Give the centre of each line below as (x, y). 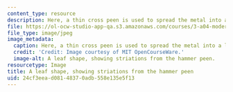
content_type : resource (42, 13)
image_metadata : (31, 39)
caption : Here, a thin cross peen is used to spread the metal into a (118, 46)
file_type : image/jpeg (40, 33)
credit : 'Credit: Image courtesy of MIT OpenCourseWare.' (99, 53)
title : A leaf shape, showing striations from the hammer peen (101, 71)
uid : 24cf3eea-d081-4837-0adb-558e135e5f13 (71, 78)
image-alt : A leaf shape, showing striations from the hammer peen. (114, 59)
